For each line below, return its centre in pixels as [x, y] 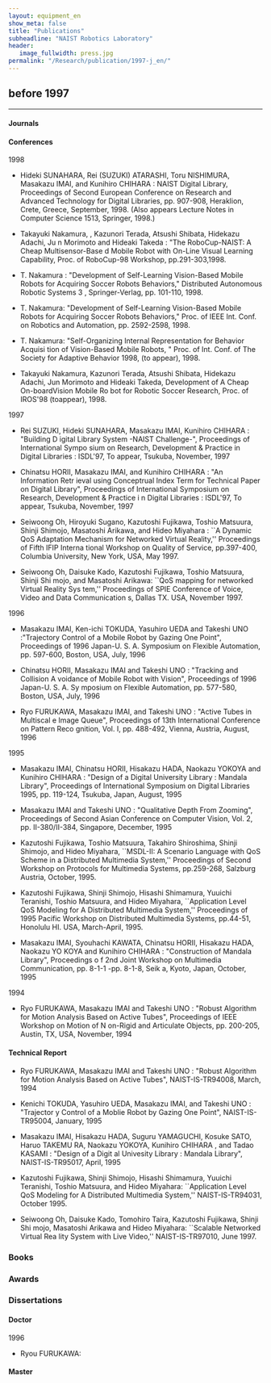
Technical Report [38, 1053]
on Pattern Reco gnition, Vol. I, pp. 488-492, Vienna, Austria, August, [135, 729]
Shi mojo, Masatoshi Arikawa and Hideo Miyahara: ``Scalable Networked [140, 1227]
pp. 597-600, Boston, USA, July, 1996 [83, 655]
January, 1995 [79, 1121]
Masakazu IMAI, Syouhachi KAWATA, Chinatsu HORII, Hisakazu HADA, [137, 943]
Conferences [31, 141]
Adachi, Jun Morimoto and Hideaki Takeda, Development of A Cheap [134, 382]
